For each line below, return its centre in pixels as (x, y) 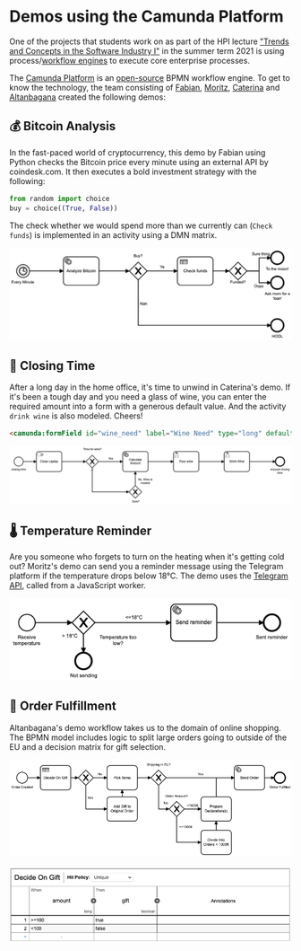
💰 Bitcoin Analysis (63, 126)
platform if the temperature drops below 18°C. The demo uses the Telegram (149, 576)
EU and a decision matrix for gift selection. (88, 746)
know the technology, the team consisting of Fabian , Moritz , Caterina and (145, 87)
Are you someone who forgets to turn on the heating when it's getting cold (147, 557)
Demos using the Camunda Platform (146, 17)
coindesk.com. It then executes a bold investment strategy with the (133, 172)
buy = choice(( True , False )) (64, 208)
